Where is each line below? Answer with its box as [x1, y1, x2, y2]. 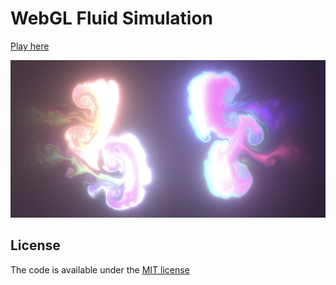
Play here [10, 40, 50, 52]
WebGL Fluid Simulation [10, 7, 213, 30]
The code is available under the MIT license [10, 263, 190, 276]
